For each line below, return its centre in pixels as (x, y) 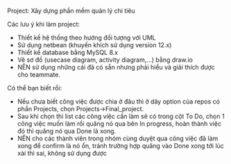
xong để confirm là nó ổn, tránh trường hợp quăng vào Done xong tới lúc (120, 146)
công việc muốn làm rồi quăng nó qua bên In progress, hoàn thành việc (119, 124)
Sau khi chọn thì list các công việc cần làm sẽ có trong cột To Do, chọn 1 (121, 116)
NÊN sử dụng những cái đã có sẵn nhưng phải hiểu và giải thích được (116, 67)
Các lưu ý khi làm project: (44, 24)
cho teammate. (39, 74)
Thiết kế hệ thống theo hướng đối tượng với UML (86, 38)
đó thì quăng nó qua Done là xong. (67, 131)
